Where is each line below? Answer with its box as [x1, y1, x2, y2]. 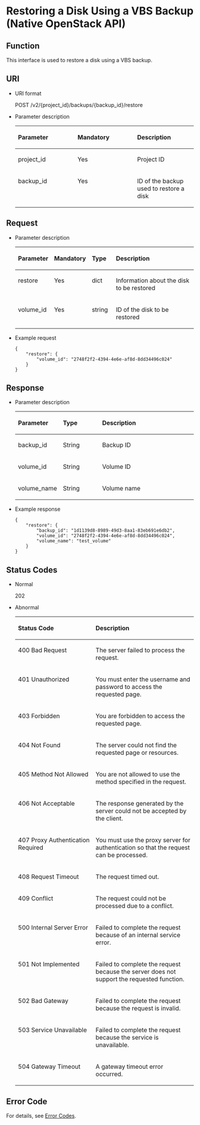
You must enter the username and [95, 675, 190, 684]
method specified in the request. [95, 778, 186, 786]
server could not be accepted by [95, 807, 187, 815]
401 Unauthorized [17, 675, 70, 684]
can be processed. [95, 851, 148, 859]
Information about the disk [115, 276, 190, 285]
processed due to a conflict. [95, 902, 174, 910]
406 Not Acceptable [17, 800, 76, 808]
